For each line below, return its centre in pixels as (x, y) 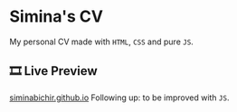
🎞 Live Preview (53, 71)
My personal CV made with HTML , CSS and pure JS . (102, 42)
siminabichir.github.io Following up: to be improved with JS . (119, 98)
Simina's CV (57, 17)
